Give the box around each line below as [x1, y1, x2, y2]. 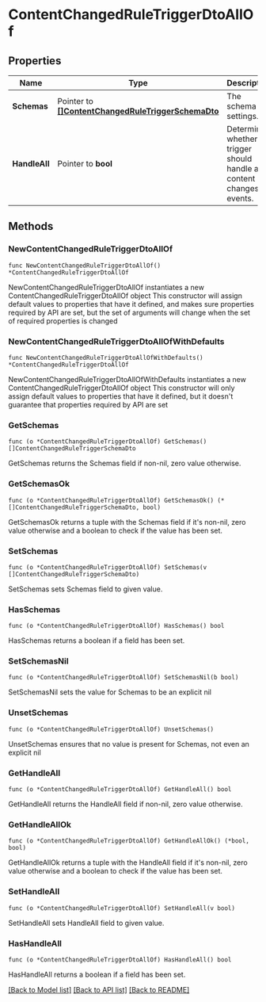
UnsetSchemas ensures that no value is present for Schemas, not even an [8, 739, 249, 748]
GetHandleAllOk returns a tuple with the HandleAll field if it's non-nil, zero [8, 858, 248, 867]
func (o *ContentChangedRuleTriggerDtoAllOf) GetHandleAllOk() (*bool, [8, 837, 249, 845]
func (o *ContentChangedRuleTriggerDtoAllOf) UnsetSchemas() [8, 725, 215, 733]
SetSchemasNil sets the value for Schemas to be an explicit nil [8, 687, 212, 697]
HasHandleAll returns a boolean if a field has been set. [8, 969, 186, 979]
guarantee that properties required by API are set [8, 400, 169, 409]
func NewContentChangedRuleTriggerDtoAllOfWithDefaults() [8, 354, 203, 361]
